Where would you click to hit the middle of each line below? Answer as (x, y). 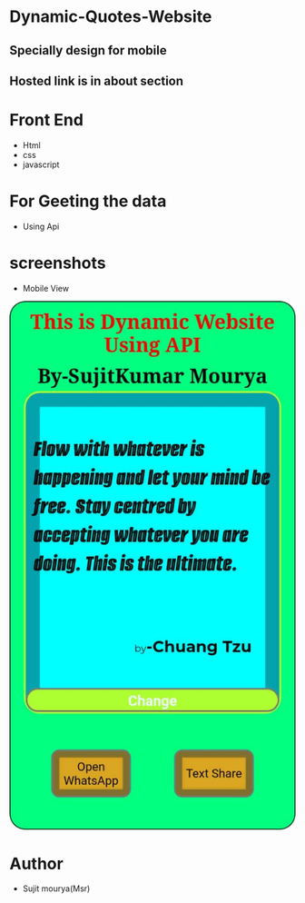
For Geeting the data (88, 201)
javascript (41, 164)
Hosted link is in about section (97, 80)
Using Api (41, 226)
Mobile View (46, 288)
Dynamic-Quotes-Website (111, 17)
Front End (47, 120)
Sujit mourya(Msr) (56, 888)
